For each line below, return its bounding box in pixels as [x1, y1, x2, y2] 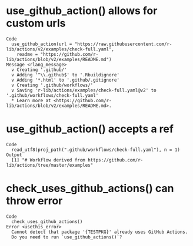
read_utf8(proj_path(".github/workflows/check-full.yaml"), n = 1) [11, 147, 181, 153]
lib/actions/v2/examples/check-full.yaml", [6, 46, 115, 52]
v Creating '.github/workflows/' [11, 82, 94, 88]
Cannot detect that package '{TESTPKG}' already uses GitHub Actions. [11, 229, 188, 235]
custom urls [6, 16, 66, 30]
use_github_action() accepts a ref [6, 122, 174, 136]
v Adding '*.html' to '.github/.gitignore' [11, 77, 119, 83]
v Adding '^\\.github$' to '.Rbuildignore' [11, 72, 119, 77]
